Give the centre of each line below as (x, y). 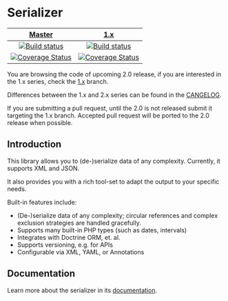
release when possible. (40, 122)
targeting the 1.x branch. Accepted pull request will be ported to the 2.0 (108, 115)
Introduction (34, 145)
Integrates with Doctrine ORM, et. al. (69, 237)
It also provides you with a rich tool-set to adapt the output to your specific (113, 181)
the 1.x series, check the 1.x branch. (58, 81)
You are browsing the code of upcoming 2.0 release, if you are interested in (114, 74)
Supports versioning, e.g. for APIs (65, 245)
